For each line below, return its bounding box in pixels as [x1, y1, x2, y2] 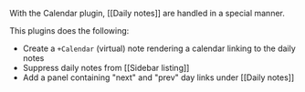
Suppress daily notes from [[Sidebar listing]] [22, 63, 190, 73]
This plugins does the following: [9, 26, 130, 36]
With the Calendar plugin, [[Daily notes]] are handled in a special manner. [9, 8, 286, 18]
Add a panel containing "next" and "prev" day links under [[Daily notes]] [22, 72, 295, 83]
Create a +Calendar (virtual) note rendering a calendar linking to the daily [22, 43, 297, 54]
